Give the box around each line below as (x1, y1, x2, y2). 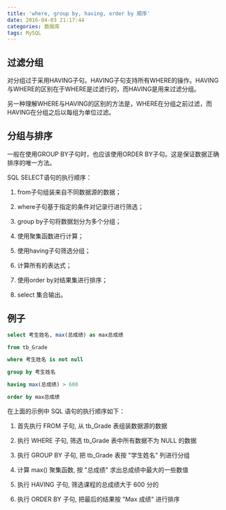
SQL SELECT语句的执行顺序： (7, 173, 92, 182)
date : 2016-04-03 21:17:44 (7, 17, 85, 23)
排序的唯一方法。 (7, 158, 56, 166)
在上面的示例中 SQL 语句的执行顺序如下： (7, 406, 125, 415)
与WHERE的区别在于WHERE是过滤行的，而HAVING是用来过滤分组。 (7, 85, 201, 93)
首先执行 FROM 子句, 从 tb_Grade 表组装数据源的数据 (17, 422, 167, 430)
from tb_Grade (7, 344, 48, 351)
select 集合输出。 (17, 291, 67, 299)
